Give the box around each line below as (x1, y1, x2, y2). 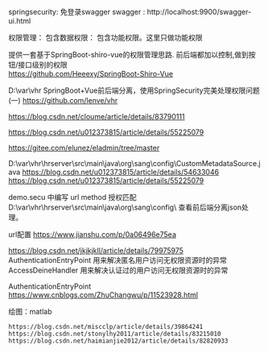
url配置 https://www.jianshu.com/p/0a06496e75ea (8, 230, 177, 239)
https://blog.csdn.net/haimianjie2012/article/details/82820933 (8, 337, 229, 345)
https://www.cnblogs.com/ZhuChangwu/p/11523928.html (8, 290, 199, 300)
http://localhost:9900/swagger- (146, 7, 252, 16)
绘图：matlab (8, 307, 52, 316)
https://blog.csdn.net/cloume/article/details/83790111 (8, 112, 185, 121)
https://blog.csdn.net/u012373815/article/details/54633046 (22, 168, 220, 176)
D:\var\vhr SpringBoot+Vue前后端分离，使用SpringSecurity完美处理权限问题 (8, 85, 260, 95)
